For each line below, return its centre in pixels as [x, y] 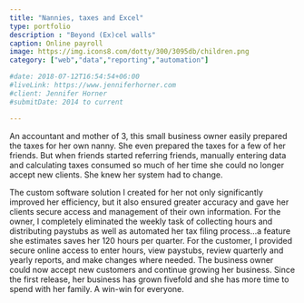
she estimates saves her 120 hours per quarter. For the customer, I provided [151, 240]
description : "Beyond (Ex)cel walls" [83, 35]
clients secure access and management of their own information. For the [145, 211]
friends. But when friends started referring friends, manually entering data [148, 155]
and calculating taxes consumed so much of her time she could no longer [147, 165]
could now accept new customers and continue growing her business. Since [152, 269]
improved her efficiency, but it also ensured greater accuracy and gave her [149, 202]
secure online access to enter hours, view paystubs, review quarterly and [147, 250]
